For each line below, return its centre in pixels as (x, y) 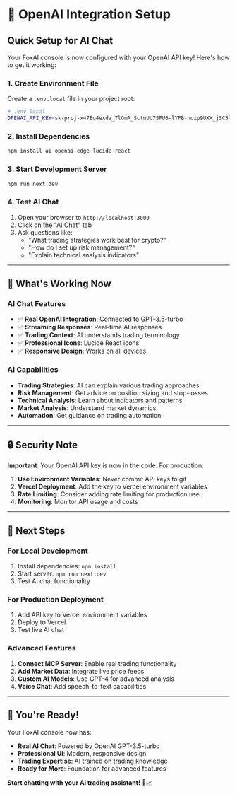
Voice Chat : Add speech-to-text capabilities (82, 686)
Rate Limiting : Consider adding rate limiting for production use (108, 494)
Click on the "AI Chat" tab (55, 225)
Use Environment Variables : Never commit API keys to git (102, 479)
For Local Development (48, 551)
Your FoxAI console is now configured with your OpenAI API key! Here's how (119, 57)
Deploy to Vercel (42, 622)
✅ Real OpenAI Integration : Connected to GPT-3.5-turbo (100, 319)
